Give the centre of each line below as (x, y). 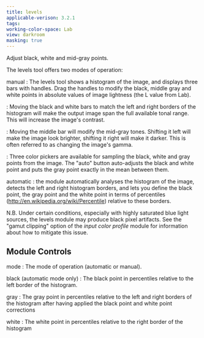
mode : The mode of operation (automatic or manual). (74, 266)
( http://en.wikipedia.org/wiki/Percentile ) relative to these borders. (89, 201)
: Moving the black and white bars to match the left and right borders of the (101, 107)
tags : (13, 23)
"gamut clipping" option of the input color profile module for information (97, 226)
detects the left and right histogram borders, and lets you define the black (100, 188)
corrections (21, 310)
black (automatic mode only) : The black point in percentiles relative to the (100, 278)
